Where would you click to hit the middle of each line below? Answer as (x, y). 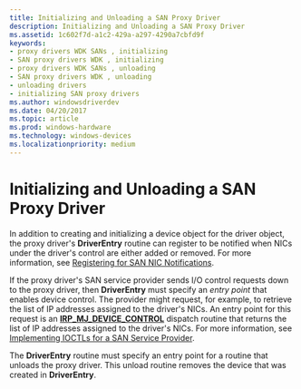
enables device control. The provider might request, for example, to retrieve (151, 299)
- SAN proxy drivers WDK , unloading (81, 77)
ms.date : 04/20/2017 (49, 111)
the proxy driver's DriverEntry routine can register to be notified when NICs (151, 243)
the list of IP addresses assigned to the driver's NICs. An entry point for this (150, 308)
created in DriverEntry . (53, 374)
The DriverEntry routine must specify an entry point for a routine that (139, 355)
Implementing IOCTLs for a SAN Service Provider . (102, 337)
